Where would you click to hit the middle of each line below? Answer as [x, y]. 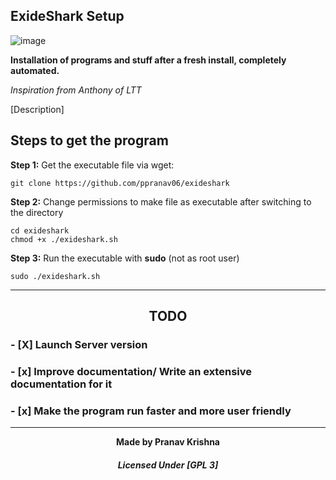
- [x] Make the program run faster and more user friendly [151, 411]
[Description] [37, 109]
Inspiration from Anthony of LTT [76, 90]
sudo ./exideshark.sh [55, 276]
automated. [35, 70]
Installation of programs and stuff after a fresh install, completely [148, 60]
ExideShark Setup [67, 16]
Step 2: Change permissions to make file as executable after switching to [161, 201]
